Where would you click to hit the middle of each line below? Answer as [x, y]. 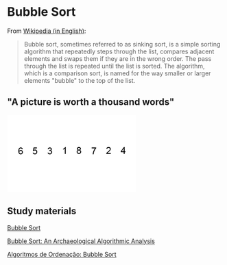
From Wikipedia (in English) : [47, 31]
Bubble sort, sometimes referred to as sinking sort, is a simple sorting [122, 44]
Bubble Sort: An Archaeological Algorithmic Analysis [81, 241]
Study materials [42, 211]
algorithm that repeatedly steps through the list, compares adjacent [119, 51]
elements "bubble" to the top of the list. [80, 80]
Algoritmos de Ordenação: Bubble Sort [62, 254]
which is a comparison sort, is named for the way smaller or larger [117, 73]
